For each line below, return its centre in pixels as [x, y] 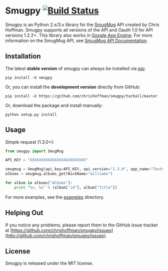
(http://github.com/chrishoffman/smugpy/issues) [55, 235]
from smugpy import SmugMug [34, 151]
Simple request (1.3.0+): [30, 142]
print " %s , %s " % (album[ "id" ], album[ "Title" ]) [66, 187]
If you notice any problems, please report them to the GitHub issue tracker [82, 225]
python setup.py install [31, 114]
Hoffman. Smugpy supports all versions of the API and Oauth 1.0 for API [79, 30]
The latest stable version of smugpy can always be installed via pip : [75, 68]
